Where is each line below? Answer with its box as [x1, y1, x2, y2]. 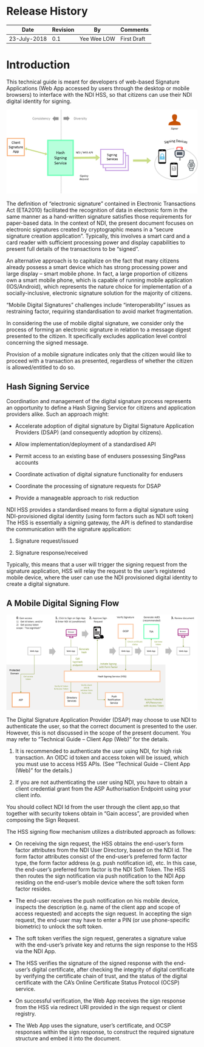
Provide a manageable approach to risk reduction [15, 495, 139, 502]
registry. [15, 1010, 36, 1018]
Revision [52, 26, 75, 33]
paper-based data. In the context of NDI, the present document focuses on [6, 219, 194, 227]
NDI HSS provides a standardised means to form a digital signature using [6, 506, 189, 513]
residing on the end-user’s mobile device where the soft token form [15, 879, 184, 886]
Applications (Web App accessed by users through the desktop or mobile [6, 85, 190, 92]
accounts [15, 459, 39, 467]
